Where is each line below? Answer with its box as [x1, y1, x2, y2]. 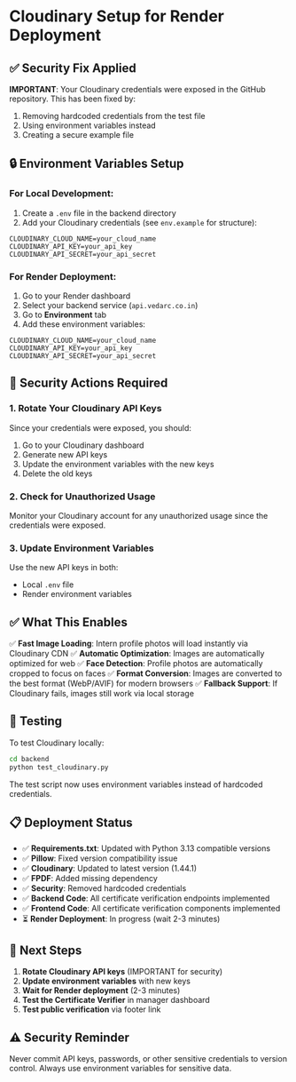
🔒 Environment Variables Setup [9, 156, 184, 171]
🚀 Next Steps [9, 943, 82, 958]
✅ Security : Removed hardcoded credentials [21, 883, 187, 894]
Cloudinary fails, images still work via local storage [9, 688, 195, 699]
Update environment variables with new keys [21, 975, 191, 987]
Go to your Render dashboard [21, 290, 131, 301]
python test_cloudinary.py [9, 762, 109, 772]
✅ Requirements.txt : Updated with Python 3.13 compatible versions [21, 843, 271, 854]
